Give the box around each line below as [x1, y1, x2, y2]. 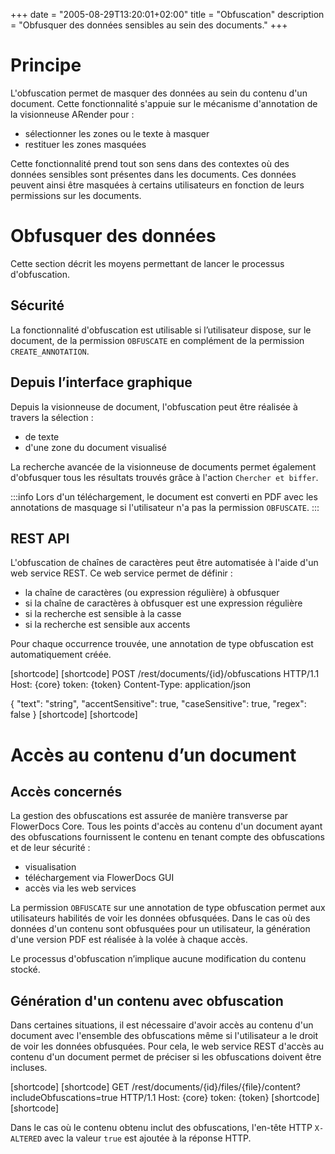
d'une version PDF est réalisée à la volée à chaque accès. [10, 934, 248, 946]
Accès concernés [10, 783, 123, 800]
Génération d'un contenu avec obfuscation [10, 992, 284, 1009]
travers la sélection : [10, 411, 94, 423]
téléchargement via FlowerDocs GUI [24, 872, 175, 884]
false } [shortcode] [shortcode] [10, 709, 138, 721]
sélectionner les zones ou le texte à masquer [24, 127, 210, 139]
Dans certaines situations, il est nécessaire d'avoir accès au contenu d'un [10, 1019, 314, 1031]
